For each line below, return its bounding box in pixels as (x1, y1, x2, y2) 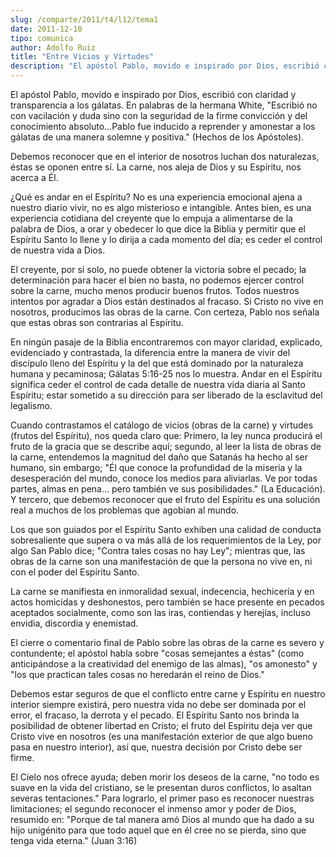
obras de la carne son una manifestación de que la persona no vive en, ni (10, 556, 313, 567)
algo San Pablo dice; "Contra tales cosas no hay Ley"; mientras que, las (10, 545, 306, 556)
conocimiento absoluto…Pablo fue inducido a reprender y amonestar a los (10, 121, 316, 132)
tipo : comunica (10, 33, 74, 43)
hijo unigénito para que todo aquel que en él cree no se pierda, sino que (10, 824, 307, 836)
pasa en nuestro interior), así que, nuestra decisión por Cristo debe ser (10, 741, 303, 753)
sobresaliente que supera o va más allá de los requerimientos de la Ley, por (10, 534, 322, 546)
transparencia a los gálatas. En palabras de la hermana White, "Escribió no (10, 99, 318, 111)
